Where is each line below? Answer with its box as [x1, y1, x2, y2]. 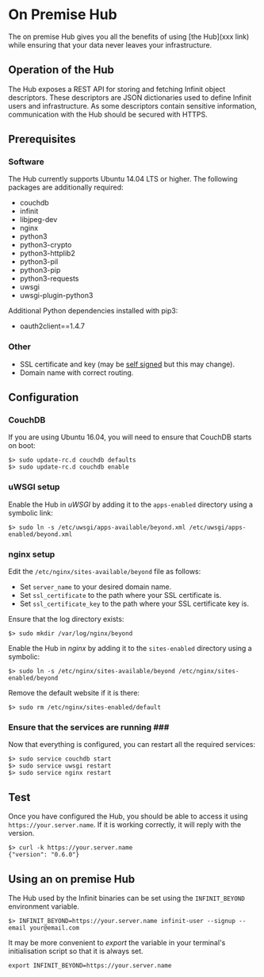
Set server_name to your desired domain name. [19, 582, 172, 592]
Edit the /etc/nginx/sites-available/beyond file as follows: [8, 567, 201, 577]
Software [8, 156, 45, 167]
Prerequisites [8, 132, 76, 146]
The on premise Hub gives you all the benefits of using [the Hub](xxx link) [8, 32, 250, 41]
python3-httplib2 [19, 248, 75, 259]
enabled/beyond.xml [8, 530, 73, 538]
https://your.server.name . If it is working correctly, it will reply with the [8, 820, 242, 829]
